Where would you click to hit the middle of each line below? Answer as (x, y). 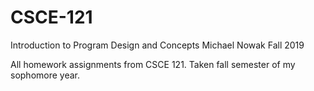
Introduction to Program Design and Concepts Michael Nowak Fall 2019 (157, 45)
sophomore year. (45, 75)
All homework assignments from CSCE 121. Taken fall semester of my (153, 64)
